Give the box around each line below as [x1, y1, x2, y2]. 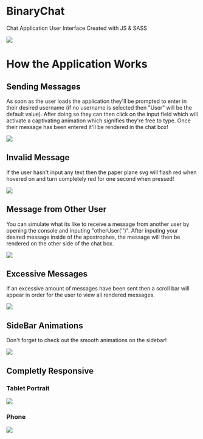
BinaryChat [6, 4, 65, 18]
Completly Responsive [6, 365, 94, 376]
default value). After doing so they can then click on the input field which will [6, 110, 198, 118]
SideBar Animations [6, 320, 83, 331]
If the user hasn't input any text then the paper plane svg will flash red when [6, 169, 197, 176]
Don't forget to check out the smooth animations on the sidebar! [6, 337, 167, 344]
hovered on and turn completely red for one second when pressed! [6, 175, 174, 182]
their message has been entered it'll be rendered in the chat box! [6, 123, 168, 130]
